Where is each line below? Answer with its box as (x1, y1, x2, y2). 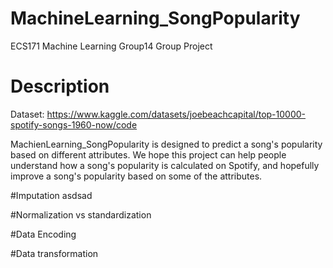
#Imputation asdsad (10, 189, 93, 201)
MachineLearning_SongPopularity (10, 7, 301, 30)
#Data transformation (10, 247, 99, 259)
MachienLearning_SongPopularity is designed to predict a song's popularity (10, 138, 323, 150)
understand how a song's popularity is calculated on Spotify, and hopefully (10, 159, 320, 171)
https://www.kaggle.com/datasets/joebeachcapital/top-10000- (46, 108, 307, 120)
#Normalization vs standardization (10, 208, 152, 221)
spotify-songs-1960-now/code (10, 118, 138, 131)
